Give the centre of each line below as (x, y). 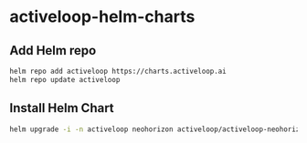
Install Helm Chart (62, 108)
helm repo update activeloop (65, 79)
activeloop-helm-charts (102, 17)
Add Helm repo (53, 51)
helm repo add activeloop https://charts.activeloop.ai (118, 71)
